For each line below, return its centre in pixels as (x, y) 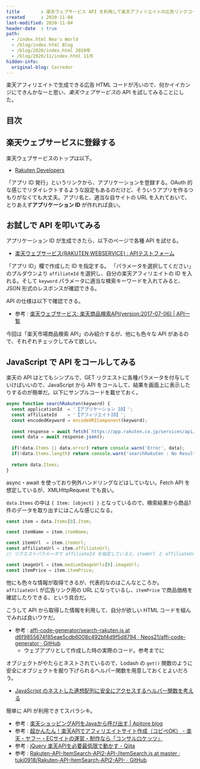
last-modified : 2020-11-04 (40, 23)
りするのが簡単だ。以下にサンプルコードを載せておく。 (74, 393)
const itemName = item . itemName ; (48, 532)
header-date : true (32, 28)
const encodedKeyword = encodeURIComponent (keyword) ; (79, 420)
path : (13, 34)
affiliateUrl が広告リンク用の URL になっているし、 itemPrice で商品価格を (99, 590)
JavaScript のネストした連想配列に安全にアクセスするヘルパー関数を (99, 690)
